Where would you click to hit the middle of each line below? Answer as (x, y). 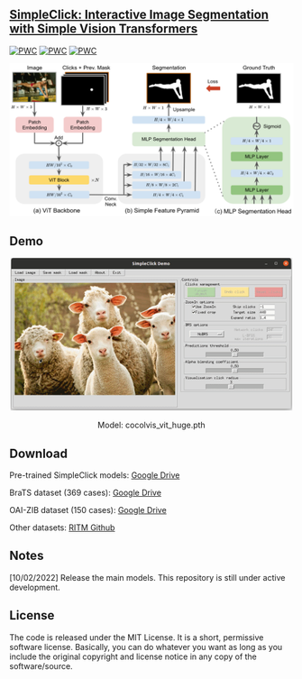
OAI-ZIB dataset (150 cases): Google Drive (88, 509)
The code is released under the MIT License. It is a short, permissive (137, 637)
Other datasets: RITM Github (62, 528)
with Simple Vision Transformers (104, 29)
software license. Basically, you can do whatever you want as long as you (146, 647)
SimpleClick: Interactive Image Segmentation (139, 15)
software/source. (41, 665)
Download (38, 453)
